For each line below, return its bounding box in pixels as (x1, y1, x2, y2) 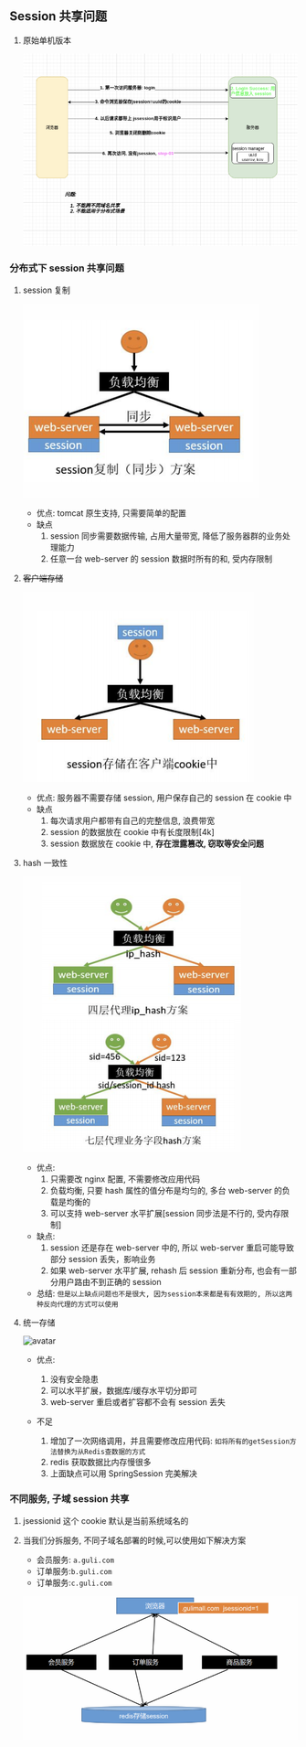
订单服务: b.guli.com (36, 1565, 112, 1576)
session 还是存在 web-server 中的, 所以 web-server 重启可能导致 (49, 1242, 295, 1253)
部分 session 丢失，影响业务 (49, 1253, 156, 1264)
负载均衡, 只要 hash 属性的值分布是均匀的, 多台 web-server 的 (49, 1184, 283, 1195)
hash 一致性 (22, 857, 69, 868)
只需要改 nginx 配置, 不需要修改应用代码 (49, 1174, 201, 1184)
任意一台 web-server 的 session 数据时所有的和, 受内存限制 (49, 552, 272, 564)
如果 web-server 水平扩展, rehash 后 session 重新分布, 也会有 (49, 1265, 281, 1276)
